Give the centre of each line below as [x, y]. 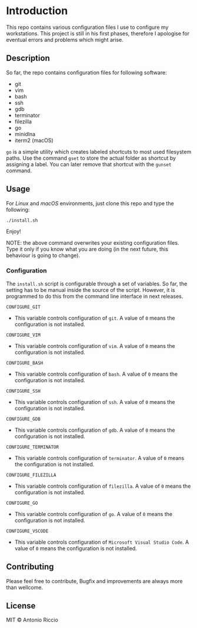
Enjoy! [14, 232]
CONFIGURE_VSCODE [27, 531]
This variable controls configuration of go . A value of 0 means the [93, 514]
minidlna [25, 134]
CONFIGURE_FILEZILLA [31, 475]
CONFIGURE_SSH [24, 391]
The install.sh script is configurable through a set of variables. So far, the [97, 284]
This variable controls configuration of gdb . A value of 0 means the [95, 430]
